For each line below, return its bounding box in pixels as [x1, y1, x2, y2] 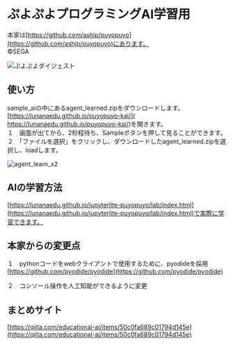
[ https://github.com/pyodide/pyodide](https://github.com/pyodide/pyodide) [7, 267, 224, 275]
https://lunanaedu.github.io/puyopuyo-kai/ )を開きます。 [7, 120, 167, 128]
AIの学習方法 [7, 182, 63, 193]
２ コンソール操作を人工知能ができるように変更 [7, 282, 147, 290]
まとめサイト [7, 304, 63, 316]
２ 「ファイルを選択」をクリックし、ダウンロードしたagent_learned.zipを [7, 137, 220, 145]
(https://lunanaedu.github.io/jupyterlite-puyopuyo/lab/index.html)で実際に [7, 209, 219, 217]
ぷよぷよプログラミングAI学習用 [7, 6, 191, 22]
